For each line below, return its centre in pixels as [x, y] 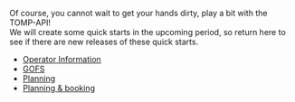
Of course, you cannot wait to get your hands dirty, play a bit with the [138, 13]
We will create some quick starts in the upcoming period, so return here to [148, 32]
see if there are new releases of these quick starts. [104, 42]
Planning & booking [58, 88]
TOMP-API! [30, 23]
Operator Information [62, 59]
